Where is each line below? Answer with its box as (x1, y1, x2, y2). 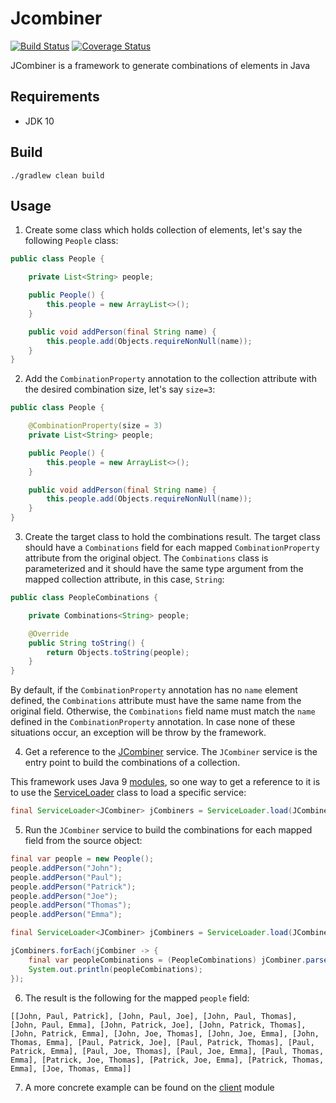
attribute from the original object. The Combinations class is (24, 552, 269, 564)
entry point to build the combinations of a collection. (24, 757, 241, 769)
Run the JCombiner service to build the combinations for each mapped (24, 824, 313, 836)
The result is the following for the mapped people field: (24, 992, 250, 1004)
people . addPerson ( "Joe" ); (10, 891, 118, 901)
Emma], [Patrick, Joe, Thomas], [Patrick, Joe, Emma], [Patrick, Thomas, (10, 1055, 325, 1065)
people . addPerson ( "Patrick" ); (10, 882, 137, 892)
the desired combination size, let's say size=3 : (24, 383, 216, 396)
